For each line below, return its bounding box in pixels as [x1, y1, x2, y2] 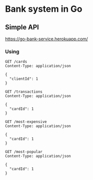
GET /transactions [5, 89, 43, 94]
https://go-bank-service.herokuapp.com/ [5, 36, 88, 42]
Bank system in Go [5, 3, 82, 15]
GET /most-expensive [5, 119, 47, 125]
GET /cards [5, 59, 27, 64]
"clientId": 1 [9, 77, 38, 81]
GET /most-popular [5, 150, 43, 154]
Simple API [5, 23, 39, 31]
